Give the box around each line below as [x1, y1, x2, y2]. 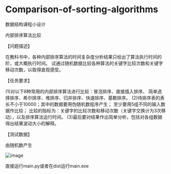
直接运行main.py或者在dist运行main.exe [5, 163, 89, 169]
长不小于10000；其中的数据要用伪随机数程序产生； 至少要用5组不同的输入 [5, 101, 161, 107]
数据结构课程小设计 [5, 21, 46, 27]
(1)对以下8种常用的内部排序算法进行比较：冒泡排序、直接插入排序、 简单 [5, 88, 158, 94]
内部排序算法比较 [5, 32, 41, 38]
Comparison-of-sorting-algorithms [5, 4, 158, 15]
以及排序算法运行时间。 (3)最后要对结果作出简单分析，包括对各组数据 [16, 114, 162, 120]
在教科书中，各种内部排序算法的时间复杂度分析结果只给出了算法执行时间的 [5, 54, 162, 60]
